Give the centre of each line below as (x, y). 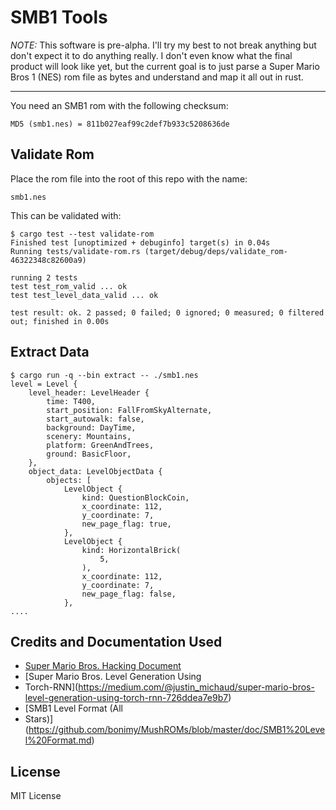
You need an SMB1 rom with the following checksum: (119, 105)
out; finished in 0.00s (60, 321)
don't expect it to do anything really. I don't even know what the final (151, 55)
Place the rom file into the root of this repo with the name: (129, 178)
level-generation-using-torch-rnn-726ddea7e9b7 (126, 698)
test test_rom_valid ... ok (69, 286)
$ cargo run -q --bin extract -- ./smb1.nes (104, 375)
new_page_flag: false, (129, 594)
